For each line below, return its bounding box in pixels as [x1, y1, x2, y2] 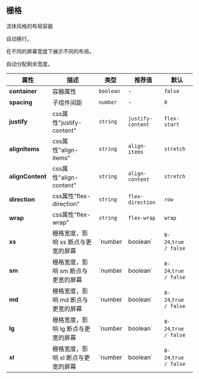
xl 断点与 [60, 353, 84, 362]
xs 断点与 [60, 238, 86, 246]
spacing [9, 98, 33, 106]
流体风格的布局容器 [6, 23, 53, 30]
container [9, 87, 37, 95]
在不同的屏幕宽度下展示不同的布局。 [6, 47, 95, 55]
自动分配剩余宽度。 [6, 60, 53, 67]
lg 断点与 [60, 324, 85, 333]
